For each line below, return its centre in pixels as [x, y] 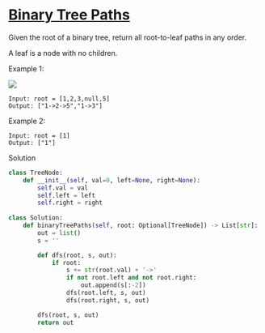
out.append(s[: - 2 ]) [114, 285]
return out [56, 322]
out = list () [59, 233]
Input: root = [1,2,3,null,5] [59, 99]
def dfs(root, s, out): [77, 255]
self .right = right [70, 203]
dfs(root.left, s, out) [106, 293]
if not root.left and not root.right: [131, 278]
